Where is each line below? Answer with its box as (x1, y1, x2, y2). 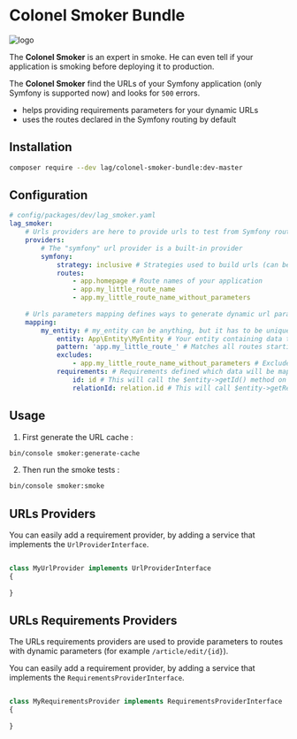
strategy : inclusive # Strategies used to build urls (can (56, 260, 278, 270)
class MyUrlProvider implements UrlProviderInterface (9, 564, 212, 573)
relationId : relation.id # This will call (72, 384, 232, 392)
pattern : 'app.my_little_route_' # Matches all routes (56, 342, 263, 352)
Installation (9, 140, 72, 155)
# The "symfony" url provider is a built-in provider (41, 244, 243, 253)
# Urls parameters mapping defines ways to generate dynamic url (25, 309, 271, 318)
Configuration (9, 187, 88, 203)
